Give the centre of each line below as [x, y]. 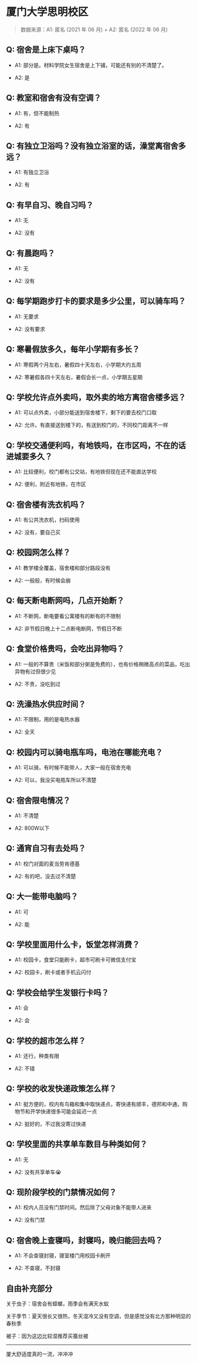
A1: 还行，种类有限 [37, 1056]
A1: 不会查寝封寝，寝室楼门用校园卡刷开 [62, 1255]
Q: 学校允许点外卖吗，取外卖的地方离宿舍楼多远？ [96, 397]
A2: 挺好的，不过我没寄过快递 [50, 1124]
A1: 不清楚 [27, 816]
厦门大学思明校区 [47, 12]
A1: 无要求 [27, 316]
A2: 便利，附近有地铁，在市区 [50, 484]
